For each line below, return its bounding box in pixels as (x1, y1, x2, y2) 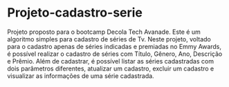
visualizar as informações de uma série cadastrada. (7, 71, 154, 80)
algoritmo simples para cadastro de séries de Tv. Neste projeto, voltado (7, 35, 211, 43)
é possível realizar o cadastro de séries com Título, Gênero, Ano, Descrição (7, 50, 223, 58)
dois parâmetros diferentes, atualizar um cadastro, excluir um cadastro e (7, 64, 214, 72)
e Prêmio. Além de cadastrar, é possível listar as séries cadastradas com (7, 57, 214, 65)
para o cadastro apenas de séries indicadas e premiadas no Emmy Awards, (7, 42, 222, 50)
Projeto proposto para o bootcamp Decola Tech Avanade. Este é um (7, 28, 201, 36)
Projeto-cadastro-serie (7, 5, 143, 21)
